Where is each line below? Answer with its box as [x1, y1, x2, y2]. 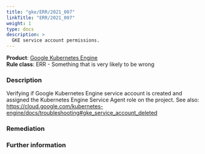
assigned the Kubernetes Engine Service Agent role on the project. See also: [6, 96, 199, 104]
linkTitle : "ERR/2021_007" [6, 15, 75, 21]
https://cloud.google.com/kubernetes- [6, 103, 103, 110]
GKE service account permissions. [12, 37, 100, 43]
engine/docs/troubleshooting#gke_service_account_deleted [6, 109, 158, 117]
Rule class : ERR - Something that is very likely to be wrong [6, 61, 155, 68]
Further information [6, 141, 66, 150]
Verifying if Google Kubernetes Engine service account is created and [6, 90, 182, 97]
